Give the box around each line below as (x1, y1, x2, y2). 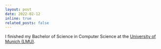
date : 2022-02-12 (5, 12, 41, 16)
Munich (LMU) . (5, 39, 36, 45)
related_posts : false (5, 20, 49, 25)
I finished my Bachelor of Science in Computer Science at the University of (5, 34, 156, 39)
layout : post (5, 7, 32, 12)
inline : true (5, 16, 32, 21)
